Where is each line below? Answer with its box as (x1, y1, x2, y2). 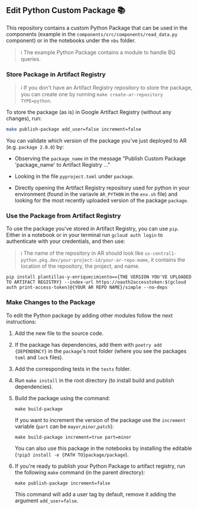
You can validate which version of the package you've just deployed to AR (6, 137, 187, 144)
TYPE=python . (20, 97, 52, 104)
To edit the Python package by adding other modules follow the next (6, 312, 173, 319)
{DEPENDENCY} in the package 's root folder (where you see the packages (14, 347, 187, 354)
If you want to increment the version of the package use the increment (14, 416, 186, 423)
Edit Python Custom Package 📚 (6, 5, 126, 15)
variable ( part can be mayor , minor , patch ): (14, 423, 114, 430)
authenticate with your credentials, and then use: (6, 237, 125, 245)
